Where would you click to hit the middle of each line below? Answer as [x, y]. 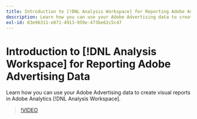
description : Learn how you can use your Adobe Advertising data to [91, 17]
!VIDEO [29, 110]
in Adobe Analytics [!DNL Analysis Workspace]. [64, 99]
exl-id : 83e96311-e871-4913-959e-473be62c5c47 [64, 22]
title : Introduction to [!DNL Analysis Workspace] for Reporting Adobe [95, 11]
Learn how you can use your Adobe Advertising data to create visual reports [98, 93]
